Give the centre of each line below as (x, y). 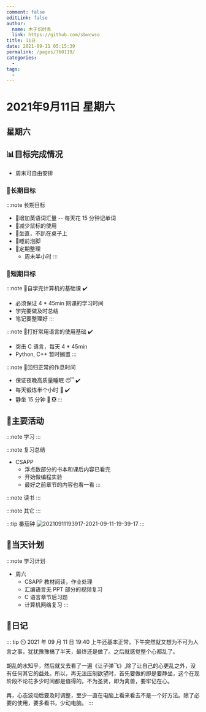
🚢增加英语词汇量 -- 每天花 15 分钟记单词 (66, 218)
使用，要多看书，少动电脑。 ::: (55, 703)
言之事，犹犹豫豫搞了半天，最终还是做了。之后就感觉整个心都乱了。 (92, 651)
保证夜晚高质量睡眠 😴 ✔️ (48, 381)
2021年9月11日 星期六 (61, 107)
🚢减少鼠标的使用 (36, 225)
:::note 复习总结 (26, 450)
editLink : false (27, 18)
